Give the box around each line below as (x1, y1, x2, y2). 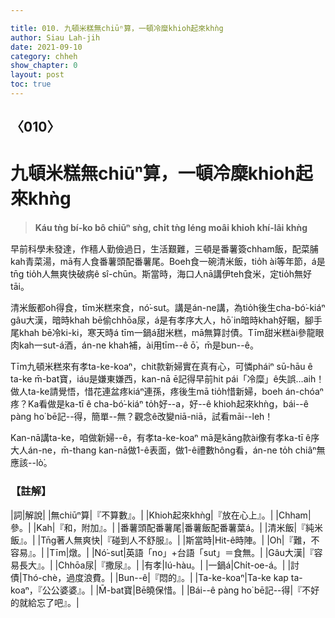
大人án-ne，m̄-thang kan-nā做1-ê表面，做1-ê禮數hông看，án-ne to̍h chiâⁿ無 (10, 444, 326, 456)
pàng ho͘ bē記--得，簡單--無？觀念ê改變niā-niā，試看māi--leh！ (10, 411, 274, 423)
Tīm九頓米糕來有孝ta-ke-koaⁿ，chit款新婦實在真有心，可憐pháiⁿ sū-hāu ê (10, 361, 313, 373)
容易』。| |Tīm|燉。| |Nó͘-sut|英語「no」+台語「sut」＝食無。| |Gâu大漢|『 (10, 546, 315, 558)
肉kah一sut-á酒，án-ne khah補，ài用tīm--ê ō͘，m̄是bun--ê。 (10, 339, 259, 351)
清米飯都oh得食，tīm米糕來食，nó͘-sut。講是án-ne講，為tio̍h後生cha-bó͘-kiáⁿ (10, 302, 326, 314)
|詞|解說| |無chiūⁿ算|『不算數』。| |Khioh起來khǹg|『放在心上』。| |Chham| (10, 509, 312, 521)
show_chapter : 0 (10, 61, 78, 71)
